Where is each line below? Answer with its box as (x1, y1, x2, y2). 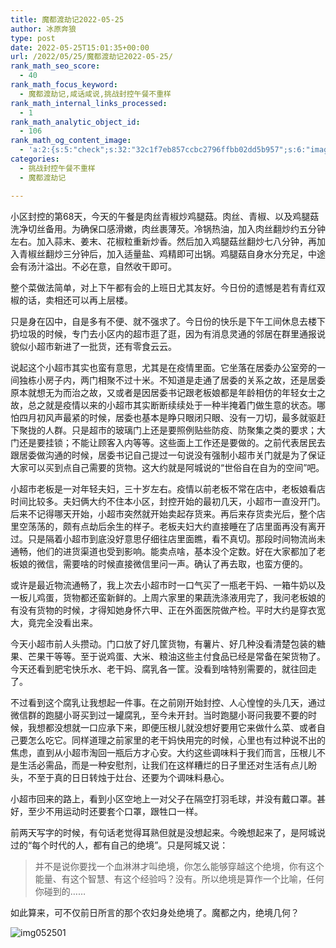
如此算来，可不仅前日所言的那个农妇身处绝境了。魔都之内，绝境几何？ (10, 906, 300, 918)
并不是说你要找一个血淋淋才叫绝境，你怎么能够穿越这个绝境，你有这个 (34, 860, 325, 872)
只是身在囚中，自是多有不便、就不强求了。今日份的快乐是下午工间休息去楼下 (10, 315, 326, 327)
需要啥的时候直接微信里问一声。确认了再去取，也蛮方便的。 (62, 557, 308, 570)
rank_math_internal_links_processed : (10, 98, 168, 108)
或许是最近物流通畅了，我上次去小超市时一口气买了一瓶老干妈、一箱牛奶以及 (10, 579, 326, 591)
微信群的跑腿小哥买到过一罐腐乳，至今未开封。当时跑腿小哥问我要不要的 (10, 709, 308, 721)
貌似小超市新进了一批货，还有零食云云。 (10, 340, 177, 352)
